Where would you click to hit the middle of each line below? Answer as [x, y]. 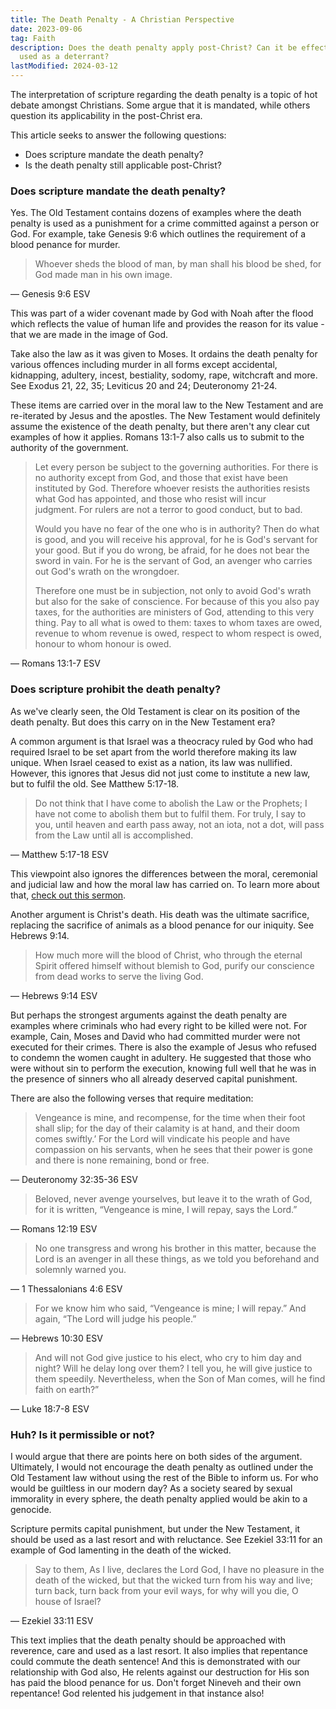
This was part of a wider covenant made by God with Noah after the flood [162, 313]
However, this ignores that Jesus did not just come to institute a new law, [160, 773]
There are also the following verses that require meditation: [132, 1098]
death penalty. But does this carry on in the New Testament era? [143, 722]
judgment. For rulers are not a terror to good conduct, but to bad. [168, 510]
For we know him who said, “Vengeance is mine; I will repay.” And [170, 1308]
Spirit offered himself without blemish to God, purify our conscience [174, 965]
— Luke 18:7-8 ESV [50, 1408]
